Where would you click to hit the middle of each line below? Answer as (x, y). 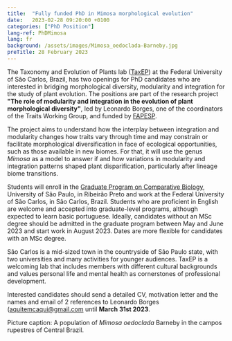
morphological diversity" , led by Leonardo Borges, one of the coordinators (115, 109)
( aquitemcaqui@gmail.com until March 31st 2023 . (79, 309)
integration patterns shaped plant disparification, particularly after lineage (113, 166)
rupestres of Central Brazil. (46, 330)
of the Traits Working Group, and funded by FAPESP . (82, 116)
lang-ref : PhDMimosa (37, 33)
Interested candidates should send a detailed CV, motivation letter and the (113, 294)
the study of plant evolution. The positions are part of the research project (113, 93)
